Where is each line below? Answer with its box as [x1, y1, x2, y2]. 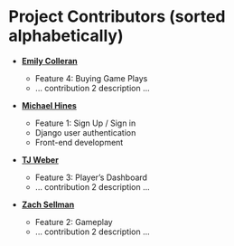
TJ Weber [21, 154, 60, 165]
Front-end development [34, 137, 124, 147]
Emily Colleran [21, 55, 78, 66]
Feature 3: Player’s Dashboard [34, 172, 148, 183]
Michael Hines [21, 99, 78, 110]
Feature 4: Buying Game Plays [34, 72, 148, 83]
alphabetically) [8, 25, 124, 46]
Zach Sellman [21, 199, 75, 210]
